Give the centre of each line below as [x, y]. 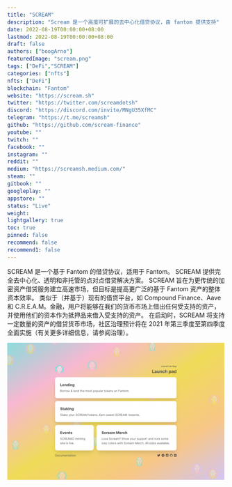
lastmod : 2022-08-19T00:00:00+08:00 [60, 37]
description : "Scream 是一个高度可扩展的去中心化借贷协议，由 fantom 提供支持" [114, 22]
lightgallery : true [35, 221]
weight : [18, 213]
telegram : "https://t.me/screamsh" [59, 118]
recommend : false [32, 242]
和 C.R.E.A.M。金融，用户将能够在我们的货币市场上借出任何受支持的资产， [114, 306]
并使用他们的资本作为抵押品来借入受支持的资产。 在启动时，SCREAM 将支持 [116, 315]
